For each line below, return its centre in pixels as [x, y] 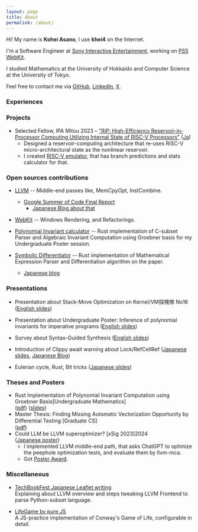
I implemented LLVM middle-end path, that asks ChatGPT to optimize [108, 446]
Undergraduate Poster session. [53, 243]
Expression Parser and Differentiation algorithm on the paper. [89, 261]
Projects [18, 118]
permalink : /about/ [30, 23]
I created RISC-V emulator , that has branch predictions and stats [102, 156]
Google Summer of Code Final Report [69, 201]
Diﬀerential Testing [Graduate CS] [56, 421]
